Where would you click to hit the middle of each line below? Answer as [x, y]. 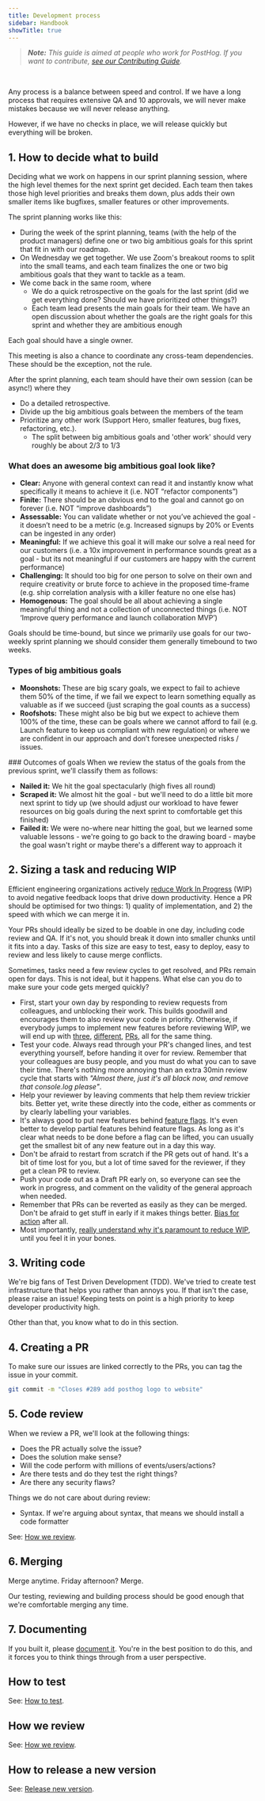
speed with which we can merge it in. [69, 914]
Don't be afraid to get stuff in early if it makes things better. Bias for [129, 1212]
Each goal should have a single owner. [71, 341]
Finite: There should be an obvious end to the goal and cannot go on [132, 500]
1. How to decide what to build [83, 157]
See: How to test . [36, 1701]
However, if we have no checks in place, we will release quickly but [118, 124]
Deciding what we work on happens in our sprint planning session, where [128, 177]
